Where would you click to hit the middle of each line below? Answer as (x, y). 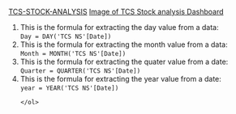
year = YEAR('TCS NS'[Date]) (69, 88)
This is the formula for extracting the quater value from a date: (124, 61)
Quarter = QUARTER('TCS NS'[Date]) (80, 71)
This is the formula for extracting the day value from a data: (119, 27)
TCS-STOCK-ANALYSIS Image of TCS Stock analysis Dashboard (116, 12)
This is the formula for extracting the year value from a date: (120, 79)
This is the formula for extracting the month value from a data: (124, 44)
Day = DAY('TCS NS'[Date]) (66, 36)
